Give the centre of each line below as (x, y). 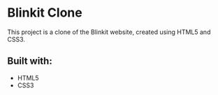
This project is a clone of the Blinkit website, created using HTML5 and (109, 32)
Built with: (30, 61)
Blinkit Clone (45, 13)
